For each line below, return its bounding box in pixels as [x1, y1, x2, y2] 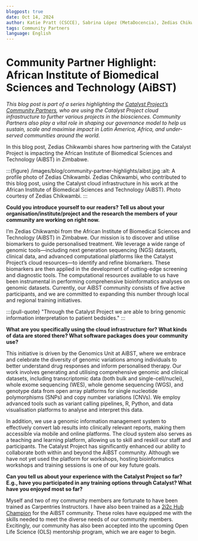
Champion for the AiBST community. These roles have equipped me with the [6, 510, 192, 517]
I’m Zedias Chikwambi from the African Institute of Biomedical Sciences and [6, 228, 191, 235]
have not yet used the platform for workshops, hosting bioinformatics [6, 455, 174, 463]
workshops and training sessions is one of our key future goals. [6, 461, 160, 469]
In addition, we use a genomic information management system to [6, 418, 167, 425]
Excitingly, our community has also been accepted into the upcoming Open [6, 522, 189, 529]
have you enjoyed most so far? [6, 486, 83, 493]
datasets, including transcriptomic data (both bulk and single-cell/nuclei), [6, 375, 184, 382]
